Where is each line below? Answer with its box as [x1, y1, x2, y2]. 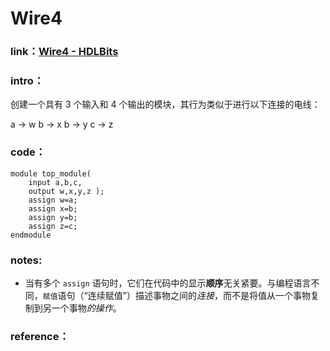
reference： [10, 329, 70, 343]
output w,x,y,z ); [28, 186, 105, 196]
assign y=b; [28, 212, 78, 222]
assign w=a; [28, 195, 78, 205]
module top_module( [10, 168, 92, 179]
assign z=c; [28, 221, 78, 231]
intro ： [10, 74, 45, 88]
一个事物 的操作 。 [51, 302, 122, 314]
